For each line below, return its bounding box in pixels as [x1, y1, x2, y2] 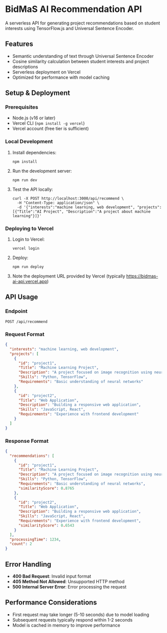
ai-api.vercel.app [12, 279, 47, 285]
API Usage [5, 293, 38, 302]
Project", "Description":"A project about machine [44, 209, 151, 214]
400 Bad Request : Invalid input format [12, 573, 91, 579]
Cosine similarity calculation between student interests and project [12, 58, 149, 64]
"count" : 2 [9, 542, 32, 547]
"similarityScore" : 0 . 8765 [18, 486, 75, 491]
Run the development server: [12, 168, 72, 174]
